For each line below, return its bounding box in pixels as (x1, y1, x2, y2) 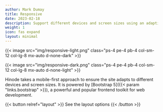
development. (5, 92, 33, 97)
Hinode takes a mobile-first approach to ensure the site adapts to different (5, 76, 154, 82)
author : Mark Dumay (5, 7, 45, 12)
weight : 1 (5, 25, 25, 30)
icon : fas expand (5, 30, 40, 34)
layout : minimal (5, 34, 38, 39)
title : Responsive (5, 12, 42, 16)
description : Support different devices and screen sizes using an (5, 20, 145, 26)
